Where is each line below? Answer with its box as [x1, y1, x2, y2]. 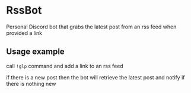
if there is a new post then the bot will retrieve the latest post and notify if [6, 73, 185, 81]
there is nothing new [6, 80, 56, 87]
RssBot [6, 4, 42, 17]
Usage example [6, 47, 65, 57]
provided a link [6, 29, 43, 36]
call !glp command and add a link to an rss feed [6, 62, 123, 69]
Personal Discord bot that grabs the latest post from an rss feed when [6, 23, 177, 30]
